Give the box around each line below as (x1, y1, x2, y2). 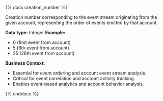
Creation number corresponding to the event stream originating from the (5, 14, 157, 20)
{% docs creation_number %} (5, 5, 68, 10)
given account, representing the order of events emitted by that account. (5, 20, 158, 26)
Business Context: (5, 60, 45, 66)
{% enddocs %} (5, 91, 39, 96)
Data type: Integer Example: (5, 30, 66, 35)
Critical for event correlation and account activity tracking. (12, 75, 135, 81)
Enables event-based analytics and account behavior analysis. (12, 81, 144, 87)
